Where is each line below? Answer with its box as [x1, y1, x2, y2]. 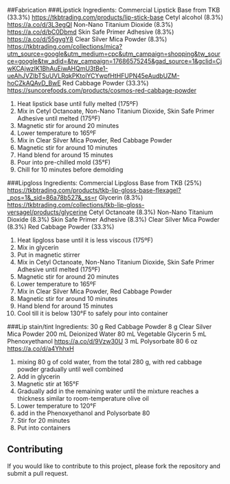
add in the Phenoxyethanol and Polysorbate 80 [16, 409, 150, 417]
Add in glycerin [16, 372, 60, 381]
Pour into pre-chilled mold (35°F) [16, 158, 111, 166]
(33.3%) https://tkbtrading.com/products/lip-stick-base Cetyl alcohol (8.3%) [7, 13, 224, 21]
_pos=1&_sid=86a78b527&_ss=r [7, 193, 97, 202]
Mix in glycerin [16, 244, 59, 251]
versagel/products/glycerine [7, 208, 88, 216]
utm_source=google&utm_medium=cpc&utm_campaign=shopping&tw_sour [7, 50, 221, 58]
